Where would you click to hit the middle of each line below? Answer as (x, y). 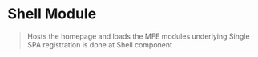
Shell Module (52, 14)
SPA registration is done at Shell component (100, 44)
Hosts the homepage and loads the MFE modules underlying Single (138, 36)
